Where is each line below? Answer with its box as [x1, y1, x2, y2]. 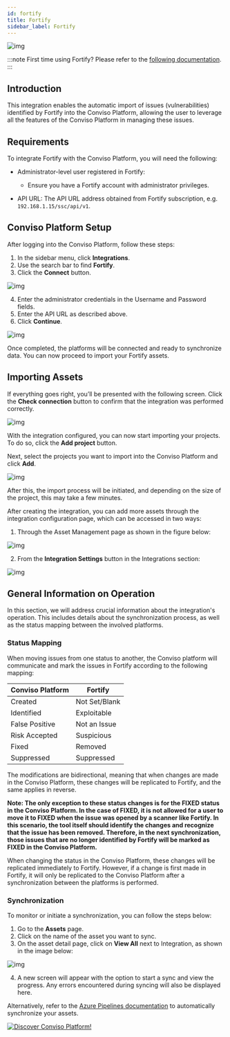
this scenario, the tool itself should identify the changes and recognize [7, 820, 214, 829]
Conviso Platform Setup [7, 222, 112, 234]
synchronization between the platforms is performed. [7, 878, 159, 886]
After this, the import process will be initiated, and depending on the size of [7, 486, 222, 495]
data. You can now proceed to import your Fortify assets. [7, 351, 169, 360]
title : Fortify [7, 17, 51, 24]
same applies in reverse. [7, 785, 77, 793]
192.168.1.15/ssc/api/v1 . [17, 202, 91, 210]
